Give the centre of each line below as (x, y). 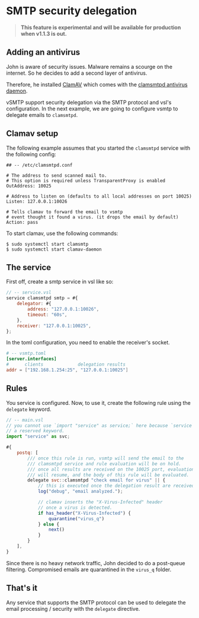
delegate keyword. (29, 409)
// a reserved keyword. (36, 431)
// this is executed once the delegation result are (104, 486)
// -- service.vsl (29, 293)
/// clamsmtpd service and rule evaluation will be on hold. (105, 464)
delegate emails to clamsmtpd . (42, 115)
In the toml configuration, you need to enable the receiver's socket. (88, 343)
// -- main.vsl (25, 420)
